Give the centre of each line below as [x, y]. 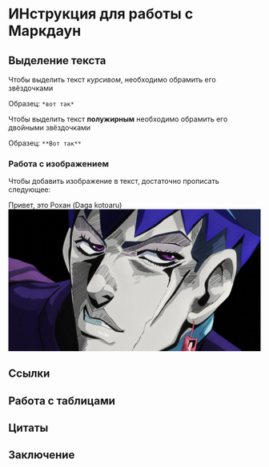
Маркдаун [45, 31]
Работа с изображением [59, 163]
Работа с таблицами [62, 401]
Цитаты [28, 427]
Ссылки [29, 374]
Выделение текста [57, 60]
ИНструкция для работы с [101, 14]
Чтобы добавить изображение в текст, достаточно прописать [114, 182]
